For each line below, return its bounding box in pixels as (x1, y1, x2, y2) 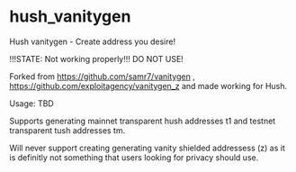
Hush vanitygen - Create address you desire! (9, 36, 176, 47)
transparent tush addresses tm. (9, 124, 126, 136)
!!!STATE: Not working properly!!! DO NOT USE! (9, 53, 184, 64)
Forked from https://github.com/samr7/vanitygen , (9, 70, 195, 82)
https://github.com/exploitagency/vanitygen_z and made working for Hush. (9, 80, 288, 91)
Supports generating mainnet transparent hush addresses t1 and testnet (9, 115, 276, 126)
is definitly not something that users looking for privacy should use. (9, 151, 259, 163)
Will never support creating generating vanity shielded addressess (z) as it (9, 142, 286, 153)
